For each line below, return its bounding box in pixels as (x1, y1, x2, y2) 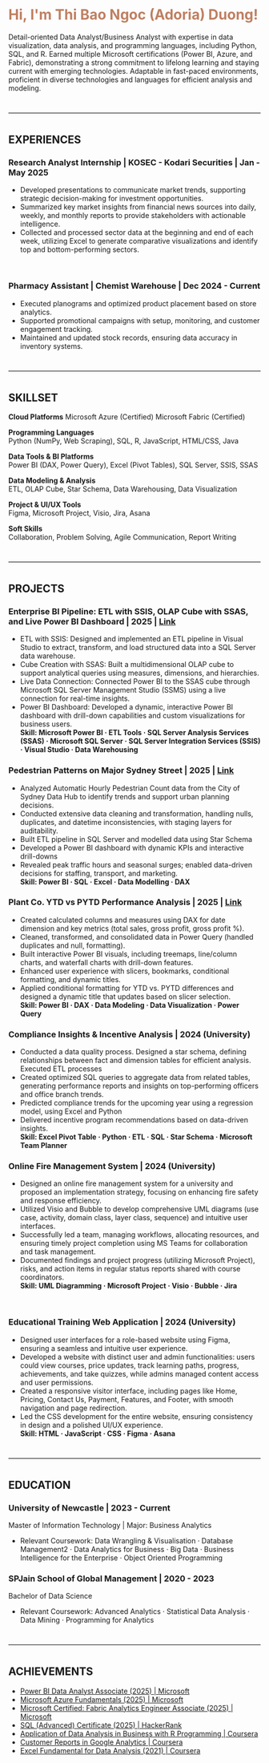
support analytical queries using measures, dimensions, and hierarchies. (19, 668, 259, 678)
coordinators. (19, 1272, 65, 1282)
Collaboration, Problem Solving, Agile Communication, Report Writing (8, 532, 237, 542)
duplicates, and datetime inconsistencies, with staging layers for (19, 817, 232, 827)
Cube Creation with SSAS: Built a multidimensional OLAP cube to (19, 660, 235, 669)
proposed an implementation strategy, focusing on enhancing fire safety (19, 1187, 259, 1197)
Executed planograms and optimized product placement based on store (19, 298, 257, 308)
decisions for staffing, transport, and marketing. (19, 868, 179, 878)
